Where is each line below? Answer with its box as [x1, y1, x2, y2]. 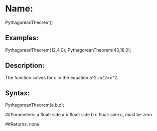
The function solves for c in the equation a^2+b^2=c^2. [5, 74, 119, 80]
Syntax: [5, 89, 30, 97]
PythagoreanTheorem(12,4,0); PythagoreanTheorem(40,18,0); [5, 47, 132, 53]
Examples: [5, 34, 39, 42]
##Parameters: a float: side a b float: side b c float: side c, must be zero [5, 112, 152, 118]
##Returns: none [5, 121, 40, 127]
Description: [5, 62, 45, 70]
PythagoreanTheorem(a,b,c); [5, 102, 65, 108]
